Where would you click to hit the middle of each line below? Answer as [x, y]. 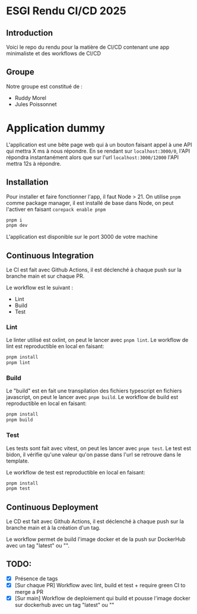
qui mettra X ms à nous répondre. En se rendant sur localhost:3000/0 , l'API [98, 151]
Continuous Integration [50, 256]
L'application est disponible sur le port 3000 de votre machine [82, 237]
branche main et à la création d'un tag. [53, 528]
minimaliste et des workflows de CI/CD [54, 53]
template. [18, 461]
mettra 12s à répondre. [34, 163]
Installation [27, 182]
